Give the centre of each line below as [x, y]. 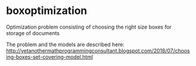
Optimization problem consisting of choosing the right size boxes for [89, 27]
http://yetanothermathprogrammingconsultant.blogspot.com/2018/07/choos [98, 50]
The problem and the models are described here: [65, 44]
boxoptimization [47, 11]
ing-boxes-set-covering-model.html [50, 57]
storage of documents [33, 33]
